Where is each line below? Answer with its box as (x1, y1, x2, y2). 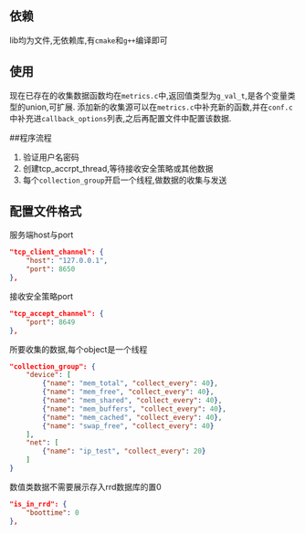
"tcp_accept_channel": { (9, 309, 104, 318)
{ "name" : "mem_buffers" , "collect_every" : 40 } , (42, 404, 226, 414)
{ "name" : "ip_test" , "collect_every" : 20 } (42, 446, 206, 456)
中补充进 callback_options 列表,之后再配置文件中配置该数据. (9, 112, 232, 123)
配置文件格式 (9, 204, 82, 219)
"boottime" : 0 (26, 508, 79, 518)
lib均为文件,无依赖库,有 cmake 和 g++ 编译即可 (9, 35, 168, 46)
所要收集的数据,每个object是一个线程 (9, 343, 148, 354)
